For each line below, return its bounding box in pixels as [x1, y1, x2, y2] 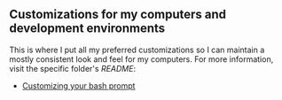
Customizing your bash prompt [21, 80, 136, 91]
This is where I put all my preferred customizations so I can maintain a [9, 44, 265, 55]
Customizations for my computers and [9, 7, 227, 22]
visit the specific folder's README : [9, 63, 136, 73]
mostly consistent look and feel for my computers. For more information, [9, 53, 274, 65]
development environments [9, 21, 166, 36]
